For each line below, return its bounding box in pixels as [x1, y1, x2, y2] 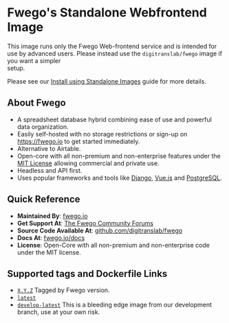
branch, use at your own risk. [17, 308, 100, 316]
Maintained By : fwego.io [17, 211, 88, 220]
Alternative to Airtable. [17, 144, 81, 152]
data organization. [17, 122, 69, 131]
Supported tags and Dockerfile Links [7, 267, 168, 279]
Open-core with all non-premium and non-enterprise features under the [17, 152, 221, 160]
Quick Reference [7, 193, 80, 205]
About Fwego [7, 97, 67, 109]
